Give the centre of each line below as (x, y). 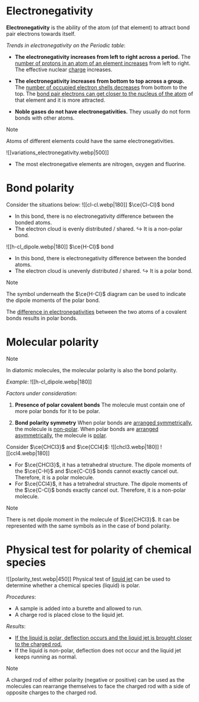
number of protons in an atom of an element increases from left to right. (102, 63)
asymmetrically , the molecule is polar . (61, 435)
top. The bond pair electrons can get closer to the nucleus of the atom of (104, 93)
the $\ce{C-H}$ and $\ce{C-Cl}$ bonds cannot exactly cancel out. (97, 471)
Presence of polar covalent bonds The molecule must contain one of (100, 405)
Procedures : (21, 597)
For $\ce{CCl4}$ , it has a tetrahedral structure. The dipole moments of (101, 483)
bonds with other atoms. (45, 118)
